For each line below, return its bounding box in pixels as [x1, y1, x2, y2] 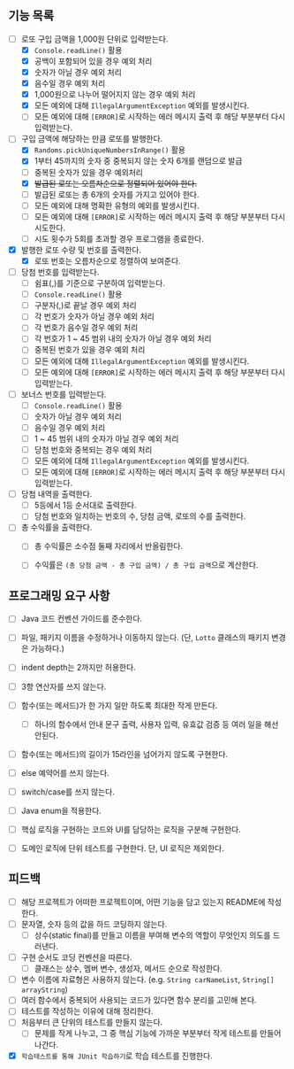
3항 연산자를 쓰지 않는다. [20, 681, 107, 692]
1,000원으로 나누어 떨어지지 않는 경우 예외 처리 [34, 89, 196, 100]
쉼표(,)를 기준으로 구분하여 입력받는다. [34, 278, 165, 289]
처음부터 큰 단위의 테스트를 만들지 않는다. [20, 1017, 163, 1027]
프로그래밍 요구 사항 [8, 588, 110, 603]
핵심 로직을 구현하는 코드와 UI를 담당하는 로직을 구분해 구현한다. [20, 824, 242, 834]
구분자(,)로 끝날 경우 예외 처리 [34, 300, 138, 311]
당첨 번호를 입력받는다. [20, 267, 100, 277]
